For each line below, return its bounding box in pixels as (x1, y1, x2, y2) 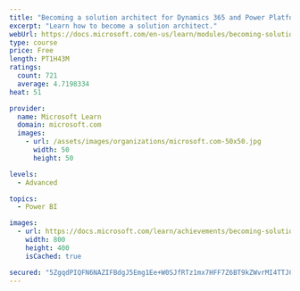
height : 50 (32, 154, 74, 162)
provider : (9, 104, 46, 112)
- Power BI (17, 203, 58, 212)
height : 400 (25, 243, 70, 253)
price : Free (9, 46, 54, 55)
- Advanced (17, 178, 58, 187)
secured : (9, 268, 42, 277)
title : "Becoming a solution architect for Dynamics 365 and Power (9, 12, 266, 22)
